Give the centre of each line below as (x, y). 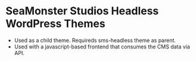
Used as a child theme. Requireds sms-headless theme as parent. (95, 40)
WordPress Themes (55, 24)
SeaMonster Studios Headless (82, 11)
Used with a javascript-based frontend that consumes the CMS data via (102, 47)
